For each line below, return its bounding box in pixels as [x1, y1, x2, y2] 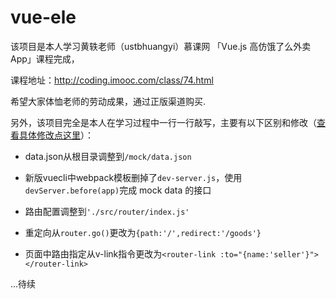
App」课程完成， [10, 52, 80, 65]
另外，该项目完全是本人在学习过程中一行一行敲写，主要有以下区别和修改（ [10, 116, 317, 128]
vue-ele [10, 6, 77, 29]
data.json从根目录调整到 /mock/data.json [24, 150, 192, 162]
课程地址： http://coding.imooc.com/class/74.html [10, 74, 214, 86]
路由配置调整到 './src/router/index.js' [24, 205, 190, 217]
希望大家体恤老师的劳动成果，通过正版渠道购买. [10, 95, 207, 107]
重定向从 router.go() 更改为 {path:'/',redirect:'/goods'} [24, 226, 262, 238]
